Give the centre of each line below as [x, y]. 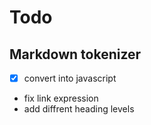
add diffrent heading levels [79, 109]
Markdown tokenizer [75, 54]
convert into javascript [70, 78]
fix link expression [61, 98]
